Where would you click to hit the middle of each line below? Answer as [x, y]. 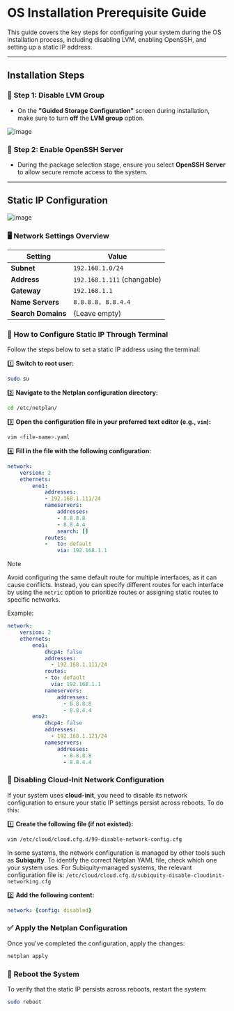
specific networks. [34, 600]
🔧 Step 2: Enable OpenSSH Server [65, 149]
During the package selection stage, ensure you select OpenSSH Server [122, 165]
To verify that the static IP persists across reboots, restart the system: [107, 989]
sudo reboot [24, 1002]
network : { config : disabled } [49, 910]
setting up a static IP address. [50, 47]
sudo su [18, 379]
